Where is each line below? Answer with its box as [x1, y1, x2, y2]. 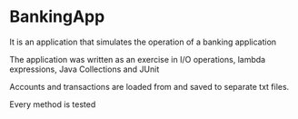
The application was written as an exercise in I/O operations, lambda [9, 54, 266, 64]
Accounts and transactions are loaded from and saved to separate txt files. [9, 81, 290, 92]
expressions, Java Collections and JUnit [9, 64, 160, 74]
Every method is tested [9, 98, 96, 110]
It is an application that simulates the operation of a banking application [9, 36, 277, 47]
